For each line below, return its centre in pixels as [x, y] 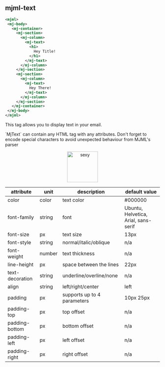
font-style [19, 243]
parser [12, 145]
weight [15, 256]
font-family [21, 217]
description [91, 192]
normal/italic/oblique [86, 243]
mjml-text [20, 8]
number [49, 254]
